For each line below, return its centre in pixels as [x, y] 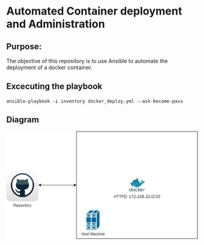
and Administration [56, 24]
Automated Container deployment [94, 11]
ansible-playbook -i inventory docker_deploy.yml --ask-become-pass [95, 101]
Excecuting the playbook [54, 86]
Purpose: [24, 46]
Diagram [23, 120]
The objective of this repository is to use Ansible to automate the [87, 61]
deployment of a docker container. [49, 67]
